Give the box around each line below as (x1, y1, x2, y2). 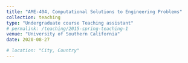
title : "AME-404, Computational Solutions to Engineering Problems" (6, 8, 183, 15)
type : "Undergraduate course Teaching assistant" (6, 20, 134, 26)
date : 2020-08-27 (6, 37, 50, 43)
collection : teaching (6, 14, 61, 20)
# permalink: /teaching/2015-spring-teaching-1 (6, 25, 129, 32)
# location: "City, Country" (6, 47, 80, 54)
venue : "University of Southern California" (6, 31, 120, 37)
